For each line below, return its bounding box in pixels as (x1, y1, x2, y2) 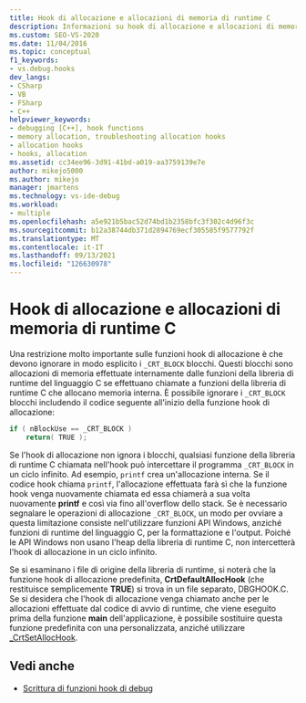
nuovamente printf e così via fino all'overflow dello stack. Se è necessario (9, 498, 288, 509)
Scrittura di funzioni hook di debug (22, 682, 153, 694)
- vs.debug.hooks (9, 65, 76, 74)
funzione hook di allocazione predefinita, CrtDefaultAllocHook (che (9, 573, 265, 584)
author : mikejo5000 (9, 166, 84, 175)
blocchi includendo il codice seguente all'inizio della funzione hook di (9, 396, 270, 407)
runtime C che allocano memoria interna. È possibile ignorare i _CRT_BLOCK (9, 387, 286, 398)
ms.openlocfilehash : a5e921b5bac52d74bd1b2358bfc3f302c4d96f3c (9, 216, 255, 226)
